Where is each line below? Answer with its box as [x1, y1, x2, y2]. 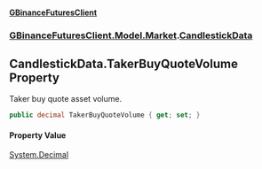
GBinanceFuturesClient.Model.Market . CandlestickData [9, 29, 253, 42]
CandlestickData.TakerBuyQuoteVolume [9, 56, 238, 71]
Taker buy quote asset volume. [9, 94, 123, 104]
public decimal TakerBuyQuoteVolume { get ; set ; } [9, 111, 201, 119]
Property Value [9, 129, 67, 141]
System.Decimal [9, 150, 69, 160]
